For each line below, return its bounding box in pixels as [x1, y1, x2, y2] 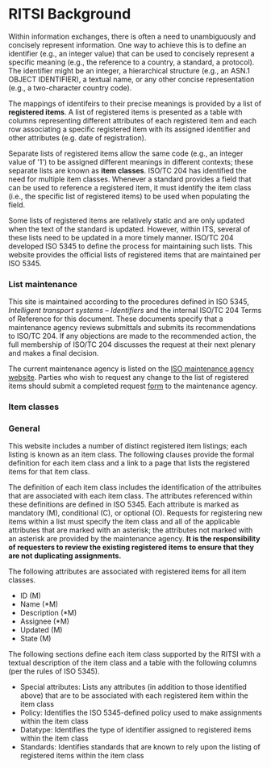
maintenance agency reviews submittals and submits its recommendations [8, 323, 256, 332]
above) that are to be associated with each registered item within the [19, 691, 248, 700]
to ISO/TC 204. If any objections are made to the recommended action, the [8, 332, 256, 341]
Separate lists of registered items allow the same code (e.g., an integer [8, 148, 244, 158]
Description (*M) [19, 608, 77, 618]
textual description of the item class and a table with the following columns [8, 658, 257, 668]
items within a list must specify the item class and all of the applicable [8, 517, 240, 527]
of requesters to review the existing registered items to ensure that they [8, 542, 254, 553]
